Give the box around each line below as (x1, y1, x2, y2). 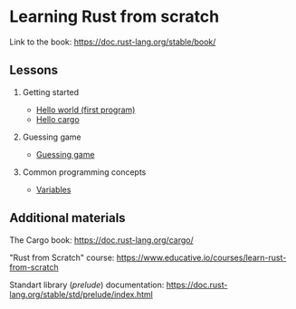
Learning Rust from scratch (9, 6, 220, 27)
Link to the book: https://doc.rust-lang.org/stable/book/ (9, 36, 216, 47)
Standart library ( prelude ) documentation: (9, 279, 165, 290)
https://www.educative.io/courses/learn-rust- (116, 252, 287, 263)
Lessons (9, 63, 59, 78)
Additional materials (9, 210, 126, 226)
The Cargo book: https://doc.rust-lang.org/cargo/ (9, 234, 194, 246)
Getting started (22, 86, 80, 97)
